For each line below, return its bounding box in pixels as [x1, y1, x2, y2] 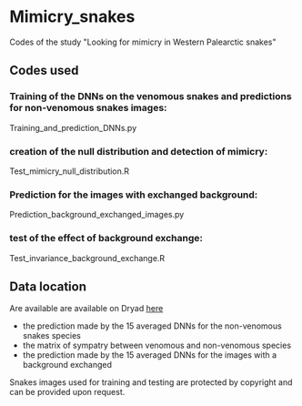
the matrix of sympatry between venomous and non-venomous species [22, 340, 292, 351]
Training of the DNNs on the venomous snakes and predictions [9, 90, 293, 103]
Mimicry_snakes [9, 6, 136, 27]
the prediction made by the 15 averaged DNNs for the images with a [22, 350, 277, 360]
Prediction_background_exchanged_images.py [9, 209, 185, 220]
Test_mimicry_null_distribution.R [9, 166, 130, 177]
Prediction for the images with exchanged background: [9, 188, 258, 201]
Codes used [9, 63, 79, 78]
